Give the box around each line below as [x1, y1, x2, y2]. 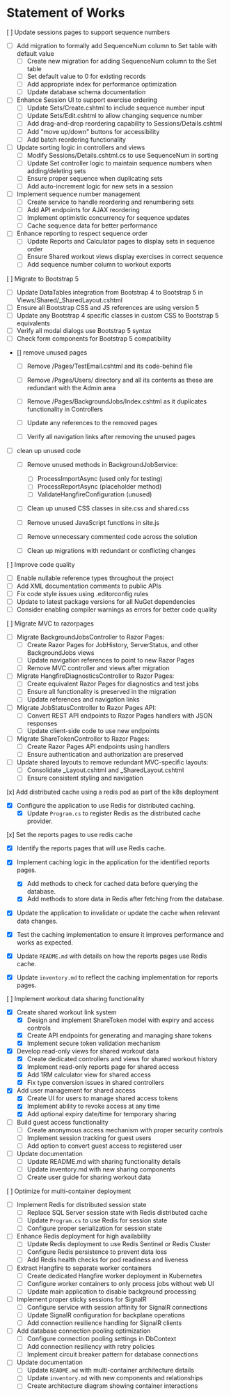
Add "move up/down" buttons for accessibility [26, 127, 160, 135]
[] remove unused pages [16, 348, 88, 357]
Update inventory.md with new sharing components [26, 1165, 175, 1174]
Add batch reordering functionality [26, 135, 127, 144]
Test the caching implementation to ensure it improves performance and [16, 930, 224, 938]
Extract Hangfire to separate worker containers [16, 1264, 152, 1272]
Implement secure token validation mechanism [26, 1039, 161, 1047]
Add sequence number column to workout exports [26, 260, 172, 269]
